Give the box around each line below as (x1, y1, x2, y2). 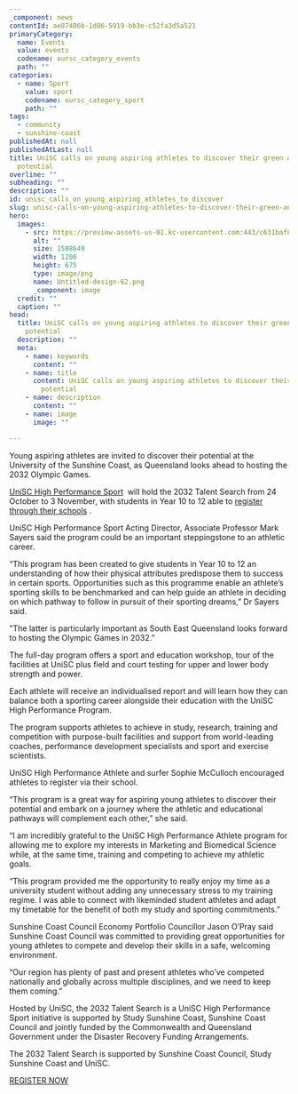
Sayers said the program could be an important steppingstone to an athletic (9, 531, 286, 542)
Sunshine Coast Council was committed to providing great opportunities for (9, 930, 286, 941)
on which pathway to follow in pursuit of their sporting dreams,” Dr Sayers (9, 596, 279, 607)
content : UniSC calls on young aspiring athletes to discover (32, 377, 268, 386)
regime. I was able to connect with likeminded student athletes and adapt (9, 894, 277, 905)
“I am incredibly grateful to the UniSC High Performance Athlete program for (9, 830, 288, 841)
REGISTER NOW (9, 1074, 68, 1085)
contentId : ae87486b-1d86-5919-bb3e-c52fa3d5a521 (9, 21, 197, 30)
